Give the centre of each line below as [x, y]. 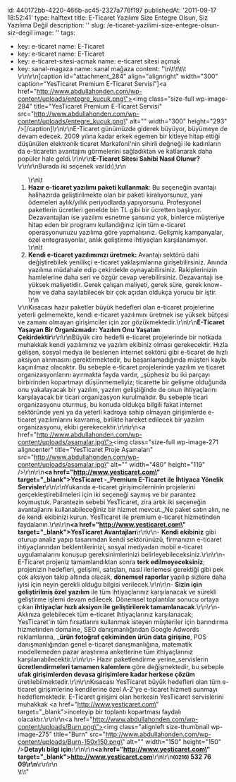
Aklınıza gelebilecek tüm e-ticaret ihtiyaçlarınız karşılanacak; [105, 614]
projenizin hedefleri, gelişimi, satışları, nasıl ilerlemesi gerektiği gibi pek [120, 569]
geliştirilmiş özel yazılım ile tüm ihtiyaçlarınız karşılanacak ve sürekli [117, 592]
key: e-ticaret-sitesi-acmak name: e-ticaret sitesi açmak [99, 61]
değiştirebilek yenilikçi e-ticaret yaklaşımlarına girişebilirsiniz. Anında [128, 262]
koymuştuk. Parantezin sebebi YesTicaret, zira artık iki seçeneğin [112, 502]
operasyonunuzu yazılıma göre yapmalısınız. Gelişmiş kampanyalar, [126, 232]
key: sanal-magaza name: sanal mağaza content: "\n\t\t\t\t [102, 69]
